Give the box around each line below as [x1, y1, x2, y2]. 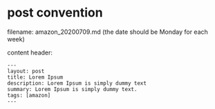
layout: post [7, 68, 45, 75]
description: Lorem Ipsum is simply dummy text [7, 79, 147, 87]
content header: [7, 48, 53, 57]
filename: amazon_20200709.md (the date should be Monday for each [7, 28, 209, 36]
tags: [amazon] [7, 92, 51, 99]
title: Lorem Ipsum [7, 74, 64, 81]
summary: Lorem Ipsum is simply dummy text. [7, 86, 138, 92]
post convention [7, 5, 103, 21]
